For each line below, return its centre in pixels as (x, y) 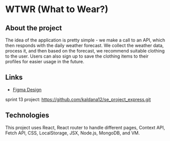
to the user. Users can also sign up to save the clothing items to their (77, 56)
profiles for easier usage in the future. (45, 61)
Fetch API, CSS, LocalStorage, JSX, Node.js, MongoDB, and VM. (73, 133)
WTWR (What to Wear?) (57, 9)
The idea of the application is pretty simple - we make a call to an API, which (85, 40)
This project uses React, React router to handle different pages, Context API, (85, 127)
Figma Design (27, 89)
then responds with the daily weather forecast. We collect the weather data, (84, 45)
